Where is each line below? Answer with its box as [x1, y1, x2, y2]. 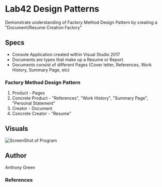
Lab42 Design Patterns [5, 3, 99, 15]
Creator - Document [12, 106, 52, 111]
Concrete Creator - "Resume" [12, 110, 72, 117]
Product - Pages [12, 90, 45, 96]
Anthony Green [5, 164, 35, 170]
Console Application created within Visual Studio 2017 [12, 51, 120, 57]
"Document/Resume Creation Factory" [5, 24, 82, 30]
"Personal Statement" [12, 100, 56, 106]
